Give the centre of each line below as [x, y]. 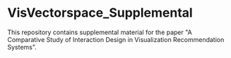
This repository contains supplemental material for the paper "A [100, 32]
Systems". [22, 47]
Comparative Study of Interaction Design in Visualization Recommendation [116, 39]
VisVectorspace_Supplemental [100, 13]
